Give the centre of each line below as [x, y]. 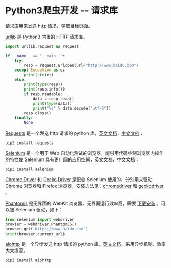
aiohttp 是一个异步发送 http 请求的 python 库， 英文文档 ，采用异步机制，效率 [86, 244]
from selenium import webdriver [40, 219]
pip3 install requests [29, 143]
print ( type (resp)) [43, 85]
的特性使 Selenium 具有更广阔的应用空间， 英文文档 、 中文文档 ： [72, 159]
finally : [24, 118]
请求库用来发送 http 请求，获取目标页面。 [49, 26]
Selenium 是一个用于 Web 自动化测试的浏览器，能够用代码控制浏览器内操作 [84, 153]
